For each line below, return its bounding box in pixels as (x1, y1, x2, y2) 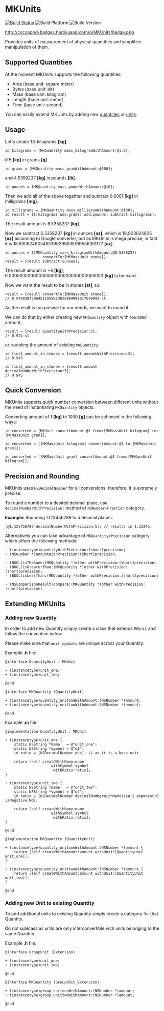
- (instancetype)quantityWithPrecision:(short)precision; (5, 547, 126, 553)
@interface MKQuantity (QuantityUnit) (5, 689, 84, 694)
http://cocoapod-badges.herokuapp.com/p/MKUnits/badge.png (5, 29, 134, 35)
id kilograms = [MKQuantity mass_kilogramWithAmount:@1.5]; (5, 148, 131, 153)
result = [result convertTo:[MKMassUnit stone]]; (5, 292, 109, 297)
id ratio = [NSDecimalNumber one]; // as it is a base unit (14, 750, 139, 755)
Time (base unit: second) (12, 102, 63, 108)
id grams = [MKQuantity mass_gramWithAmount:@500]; (5, 166, 113, 171)
